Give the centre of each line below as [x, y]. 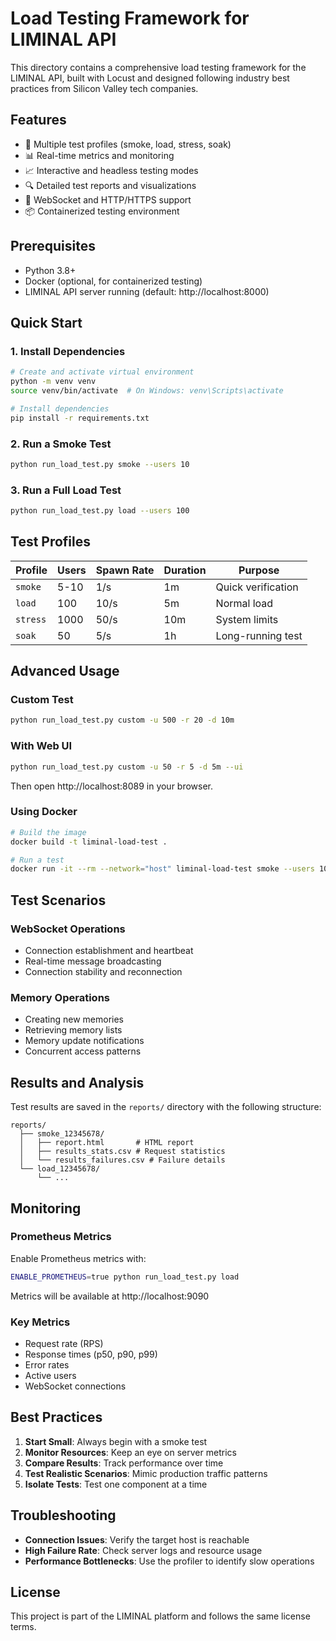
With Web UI [41, 746]
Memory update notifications [84, 1041]
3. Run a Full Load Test [66, 490]
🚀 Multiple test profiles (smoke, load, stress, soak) [128, 144]
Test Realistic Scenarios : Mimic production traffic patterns [146, 1473]
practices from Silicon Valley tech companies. [104, 88]
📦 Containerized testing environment [102, 211]
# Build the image [48, 832]
